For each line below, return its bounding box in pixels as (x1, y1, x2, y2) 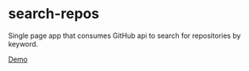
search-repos (8, 5, 100, 23)
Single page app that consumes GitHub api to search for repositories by (8, 31, 241, 40)
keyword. (8, 39, 39, 48)
